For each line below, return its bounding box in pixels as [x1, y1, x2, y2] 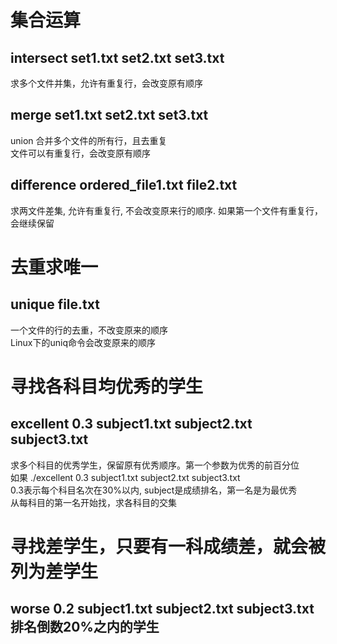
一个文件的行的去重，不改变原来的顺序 [10, 324, 168, 336]
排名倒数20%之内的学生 [10, 619, 160, 636]
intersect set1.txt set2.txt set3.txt [10, 49, 225, 66]
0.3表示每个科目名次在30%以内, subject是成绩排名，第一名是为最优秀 [10, 484, 298, 496]
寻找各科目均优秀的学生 [10, 375, 204, 398]
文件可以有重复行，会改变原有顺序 [10, 147, 151, 159]
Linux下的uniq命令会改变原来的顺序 [10, 336, 157, 348]
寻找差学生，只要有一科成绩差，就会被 [10, 535, 327, 558]
